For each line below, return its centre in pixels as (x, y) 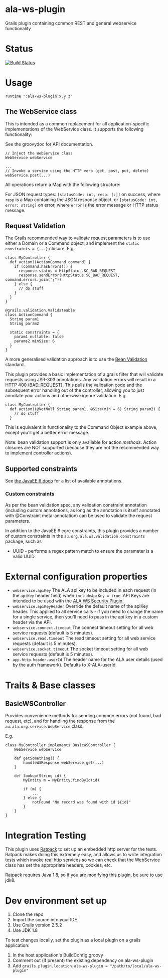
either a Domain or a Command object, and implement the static (72, 243)
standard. (15, 365)
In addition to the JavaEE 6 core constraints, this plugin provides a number (82, 531)
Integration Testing (46, 835)
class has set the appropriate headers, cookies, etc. (59, 865)
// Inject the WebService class (39, 153)
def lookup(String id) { (40, 776)
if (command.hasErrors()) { (43, 267)
